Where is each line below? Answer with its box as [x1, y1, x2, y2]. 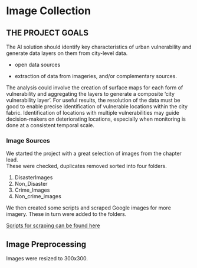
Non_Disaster [14, 180, 48, 188]
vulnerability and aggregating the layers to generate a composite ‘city [6, 91, 175, 97]
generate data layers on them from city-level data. [6, 50, 128, 57]
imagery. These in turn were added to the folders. [6, 211, 127, 218]
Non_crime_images [14, 193, 62, 200]
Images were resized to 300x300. [6, 255, 88, 262]
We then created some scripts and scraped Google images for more [6, 204, 171, 211]
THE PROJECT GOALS [6, 28, 88, 38]
